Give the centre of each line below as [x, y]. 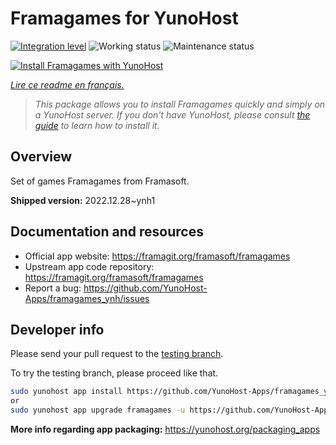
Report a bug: [53, 288]
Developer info [57, 329]
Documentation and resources [107, 232]
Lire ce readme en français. [67, 84]
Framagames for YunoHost [124, 18]
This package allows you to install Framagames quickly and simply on [180, 104]
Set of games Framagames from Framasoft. [100, 181]
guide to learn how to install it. [97, 125]
